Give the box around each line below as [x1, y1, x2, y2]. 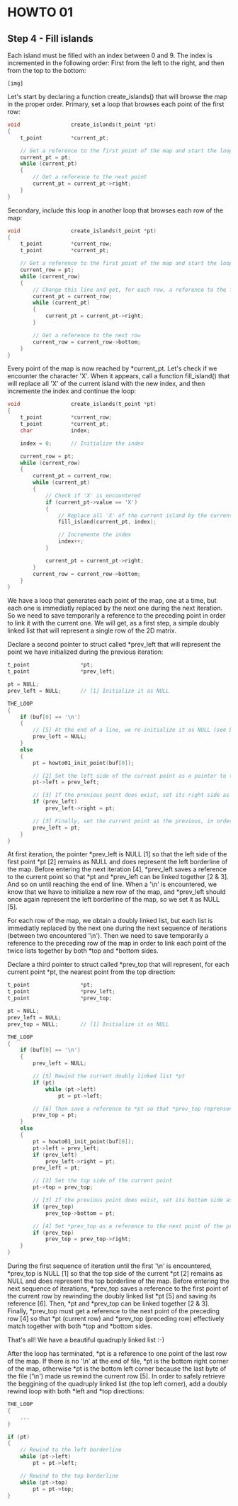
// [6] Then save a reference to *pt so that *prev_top [33, 1105, 201, 1112]
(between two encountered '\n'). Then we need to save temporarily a [7, 932, 209, 940]
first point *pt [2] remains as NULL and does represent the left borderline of [7, 858, 228, 866]
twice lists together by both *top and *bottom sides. [7, 946, 159, 955]
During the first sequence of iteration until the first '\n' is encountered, [7, 1262, 212, 1270]
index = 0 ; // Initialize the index [20, 440, 144, 447]
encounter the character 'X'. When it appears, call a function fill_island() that [7, 372, 230, 380]
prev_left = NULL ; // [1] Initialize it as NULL [7, 687, 170, 694]
